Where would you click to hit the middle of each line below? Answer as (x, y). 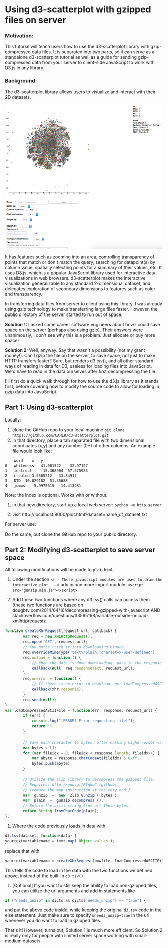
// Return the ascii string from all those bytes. (77, 806)
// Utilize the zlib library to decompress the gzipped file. (89, 779)
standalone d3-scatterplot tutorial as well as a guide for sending (71, 57)
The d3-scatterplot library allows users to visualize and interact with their (80, 92)
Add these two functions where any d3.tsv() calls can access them (81, 600)
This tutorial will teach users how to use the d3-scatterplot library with (77, 47)
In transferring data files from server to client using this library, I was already (84, 304)
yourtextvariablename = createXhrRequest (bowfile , (59, 861)
